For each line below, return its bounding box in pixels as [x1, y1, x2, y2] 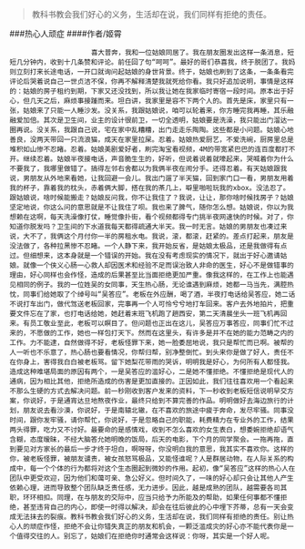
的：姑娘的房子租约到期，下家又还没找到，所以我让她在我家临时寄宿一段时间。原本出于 [9, 86, 288, 96]
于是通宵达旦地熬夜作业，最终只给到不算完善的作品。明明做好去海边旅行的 [49, 396, 288, 405]
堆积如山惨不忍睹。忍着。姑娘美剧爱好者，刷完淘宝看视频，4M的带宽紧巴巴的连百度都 [9, 145, 282, 154]
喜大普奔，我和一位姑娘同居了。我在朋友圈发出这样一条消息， [90, 48, 289, 57]
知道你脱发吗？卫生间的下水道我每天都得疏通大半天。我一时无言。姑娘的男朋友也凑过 [9, 222, 280, 231]
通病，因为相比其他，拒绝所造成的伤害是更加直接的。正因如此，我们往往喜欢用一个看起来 [9, 377, 294, 386]
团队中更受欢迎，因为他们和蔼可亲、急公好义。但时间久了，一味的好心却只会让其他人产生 [9, 473, 294, 483]
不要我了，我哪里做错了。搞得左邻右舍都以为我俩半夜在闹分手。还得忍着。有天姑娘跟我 [9, 164, 288, 173]
